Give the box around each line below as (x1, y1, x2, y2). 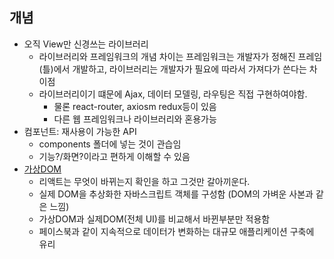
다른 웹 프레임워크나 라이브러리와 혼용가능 (53, 113, 217, 125)
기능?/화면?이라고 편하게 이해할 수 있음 (38, 150, 191, 162)
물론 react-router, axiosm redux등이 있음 (53, 100, 217, 112)
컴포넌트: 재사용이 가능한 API (23, 125, 137, 137)
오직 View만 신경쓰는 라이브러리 (23, 38, 149, 50)
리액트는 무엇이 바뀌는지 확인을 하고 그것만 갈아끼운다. (38, 175, 251, 187)
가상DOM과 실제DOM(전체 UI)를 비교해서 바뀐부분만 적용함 (38, 213, 271, 225)
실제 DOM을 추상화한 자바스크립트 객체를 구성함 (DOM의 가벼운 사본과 (38, 188, 314, 200)
